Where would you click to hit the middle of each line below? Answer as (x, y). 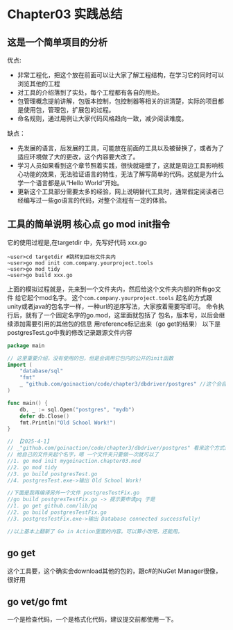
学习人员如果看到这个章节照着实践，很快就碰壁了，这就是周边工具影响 (118, 165)
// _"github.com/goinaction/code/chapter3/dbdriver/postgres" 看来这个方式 (116, 448)
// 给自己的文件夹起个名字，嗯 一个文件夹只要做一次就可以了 (83, 455)
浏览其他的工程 (38, 84)
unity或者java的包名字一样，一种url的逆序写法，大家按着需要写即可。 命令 (113, 306)
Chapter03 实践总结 (65, 14)
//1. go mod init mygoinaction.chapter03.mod (74, 461)
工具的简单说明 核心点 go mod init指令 (89, 225)
